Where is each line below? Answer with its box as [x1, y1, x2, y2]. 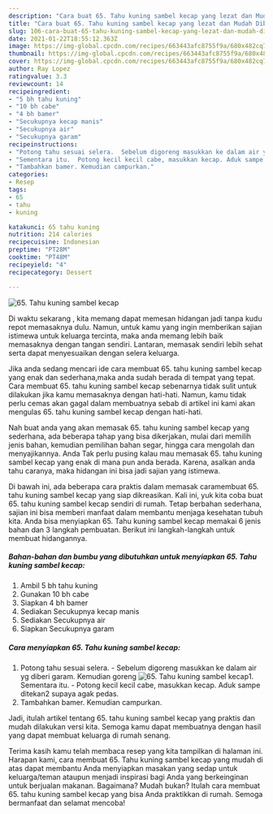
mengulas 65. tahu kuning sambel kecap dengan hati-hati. [8, 407, 203, 417]
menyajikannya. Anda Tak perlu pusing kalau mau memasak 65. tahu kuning [8, 448, 262, 458]
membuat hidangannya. [8, 533, 88, 543]
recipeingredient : [8, 87, 71, 96]
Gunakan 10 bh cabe [19, 590, 89, 600]
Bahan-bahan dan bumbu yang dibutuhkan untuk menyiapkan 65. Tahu [8, 552, 258, 561]
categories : [8, 171, 49, 179]
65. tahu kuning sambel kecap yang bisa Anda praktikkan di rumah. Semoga [8, 790, 263, 799]
